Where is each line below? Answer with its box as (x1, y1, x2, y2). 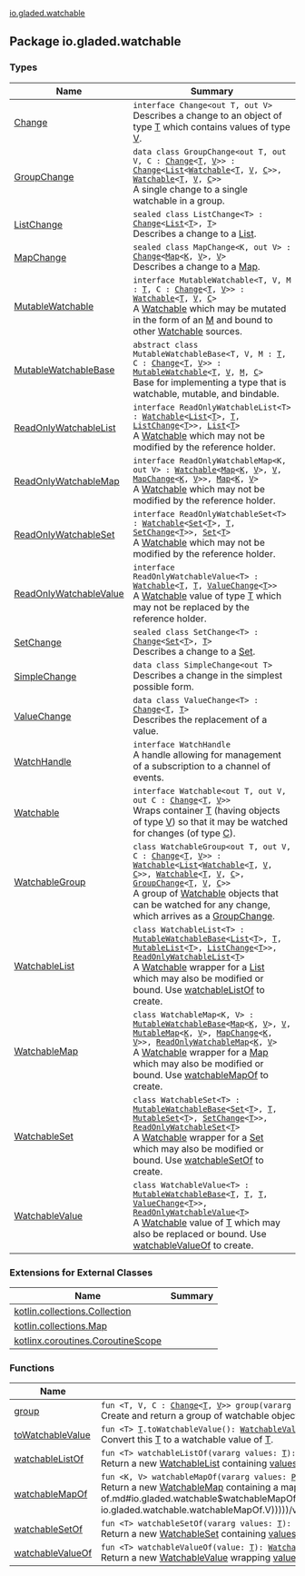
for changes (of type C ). (133, 827, 236, 839)
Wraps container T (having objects (133, 804, 280, 817)
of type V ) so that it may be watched (133, 815, 289, 828)
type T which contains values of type (133, 120, 290, 133)
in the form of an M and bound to (133, 313, 274, 326)
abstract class (133, 340, 199, 350)
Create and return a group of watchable (100, 1410, 270, 1422)
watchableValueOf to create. (133, 1239, 254, 1252)
